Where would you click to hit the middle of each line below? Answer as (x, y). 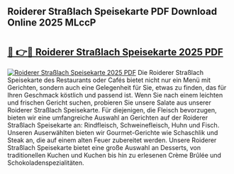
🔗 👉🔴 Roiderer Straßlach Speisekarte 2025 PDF (115, 52)
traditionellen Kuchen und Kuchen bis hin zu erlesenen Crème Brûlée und (115, 155)
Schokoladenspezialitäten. (46, 163)
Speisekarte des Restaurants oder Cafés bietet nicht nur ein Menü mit (109, 80)
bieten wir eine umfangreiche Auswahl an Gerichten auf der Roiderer (107, 117)
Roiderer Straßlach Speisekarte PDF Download (112, 12)
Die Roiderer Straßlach (171, 72)
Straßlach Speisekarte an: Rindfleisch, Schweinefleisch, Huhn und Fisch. (113, 125)
